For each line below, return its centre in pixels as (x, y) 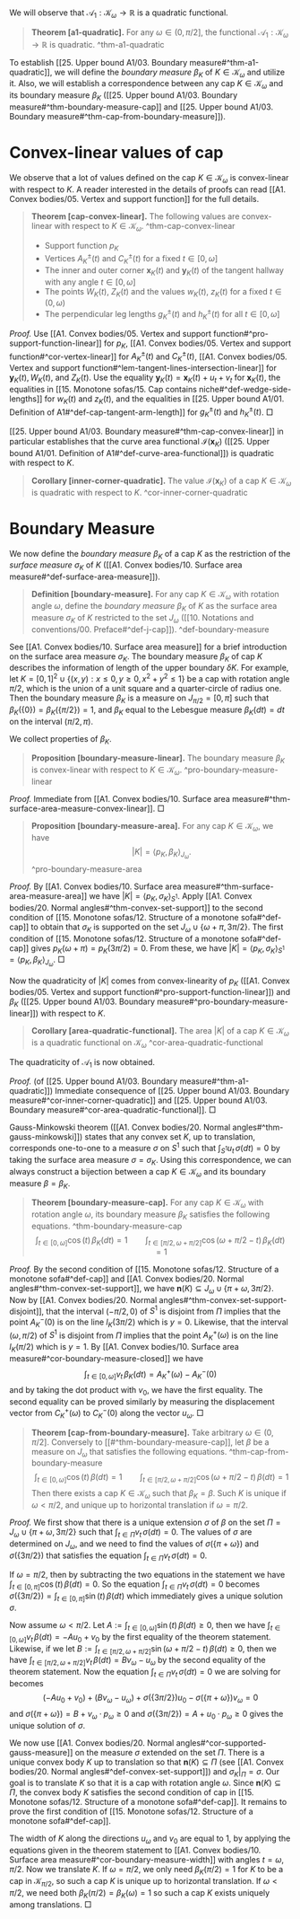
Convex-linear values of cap (116, 153)
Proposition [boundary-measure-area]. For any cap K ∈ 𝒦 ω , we (152, 827)
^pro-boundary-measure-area (86, 868)
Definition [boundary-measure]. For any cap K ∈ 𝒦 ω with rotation (155, 595)
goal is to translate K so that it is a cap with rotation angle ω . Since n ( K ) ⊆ (146, 1783)
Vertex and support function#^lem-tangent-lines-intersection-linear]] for (143, 368)
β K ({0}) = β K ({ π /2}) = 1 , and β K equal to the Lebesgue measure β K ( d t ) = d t (147, 710)
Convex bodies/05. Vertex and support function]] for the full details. (134, 198)
